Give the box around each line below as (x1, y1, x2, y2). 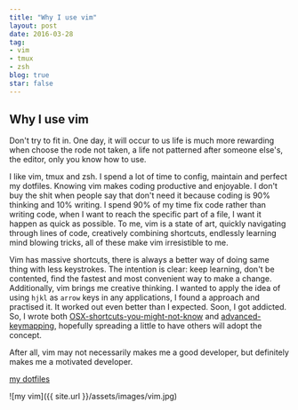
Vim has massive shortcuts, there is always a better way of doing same (9, 255, 270, 265)
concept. (9, 330, 43, 341)
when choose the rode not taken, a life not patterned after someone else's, (9, 145, 283, 155)
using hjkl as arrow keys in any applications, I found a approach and (9, 292, 261, 303)
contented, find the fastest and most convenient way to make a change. (9, 273, 273, 284)
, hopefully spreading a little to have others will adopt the (53, 320, 262, 331)
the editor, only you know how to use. (9, 154, 147, 165)
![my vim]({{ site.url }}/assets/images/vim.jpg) (9, 391, 178, 402)
